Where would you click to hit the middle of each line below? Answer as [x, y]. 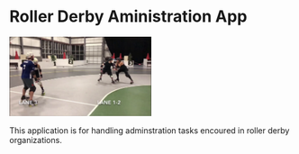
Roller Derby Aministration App [128, 17]
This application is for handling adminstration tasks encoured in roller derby [149, 131]
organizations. [36, 140]
